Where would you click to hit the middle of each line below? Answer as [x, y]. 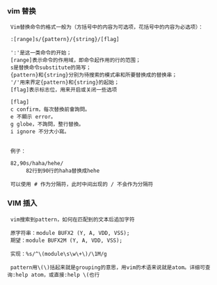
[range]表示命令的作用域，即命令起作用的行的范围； [75, 61]
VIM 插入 [22, 203]
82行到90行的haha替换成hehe [63, 171]
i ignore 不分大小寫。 [40, 132]
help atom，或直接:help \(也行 [58, 275]
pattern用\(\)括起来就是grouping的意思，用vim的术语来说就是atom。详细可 [107, 267]
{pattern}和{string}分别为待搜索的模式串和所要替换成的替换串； [94, 75]
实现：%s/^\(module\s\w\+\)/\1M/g [58, 254]
